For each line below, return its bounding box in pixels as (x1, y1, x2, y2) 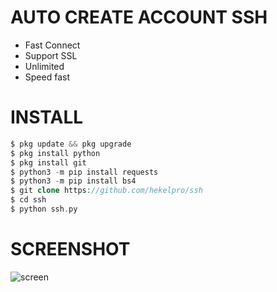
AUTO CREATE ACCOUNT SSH (10, 6, 268, 29)
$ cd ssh (10, 195, 47, 205)
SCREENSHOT (10, 238, 131, 261)
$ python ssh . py (10, 204, 78, 214)
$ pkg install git (10, 157, 87, 168)
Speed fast (24, 71, 70, 83)
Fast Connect (24, 39, 81, 51)
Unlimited (24, 60, 65, 72)
